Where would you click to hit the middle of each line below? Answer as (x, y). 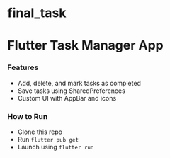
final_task (37, 13)
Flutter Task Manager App (86, 46)
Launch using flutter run (56, 147)
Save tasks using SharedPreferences (71, 91)
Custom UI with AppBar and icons (67, 98)
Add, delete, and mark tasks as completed (79, 83)
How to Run (28, 116)
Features (23, 67)
